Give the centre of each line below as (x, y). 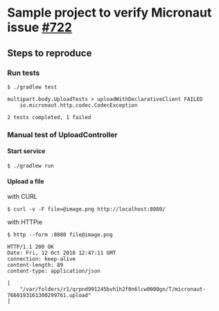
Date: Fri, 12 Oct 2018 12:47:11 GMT (62, 253)
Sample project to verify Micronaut (109, 13)
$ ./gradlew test (32, 87)
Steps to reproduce (50, 53)
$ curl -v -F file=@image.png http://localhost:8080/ (87, 209)
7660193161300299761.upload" (49, 296)
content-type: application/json (54, 272)
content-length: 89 (35, 265)
